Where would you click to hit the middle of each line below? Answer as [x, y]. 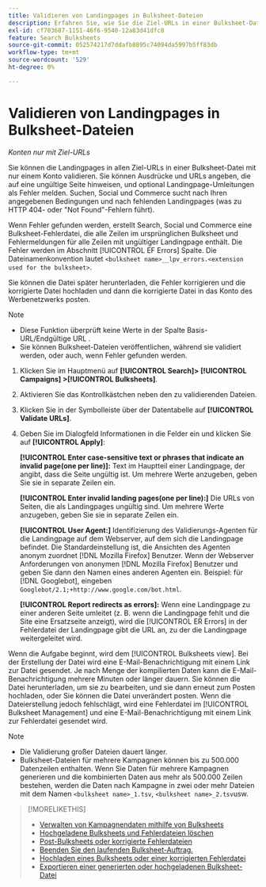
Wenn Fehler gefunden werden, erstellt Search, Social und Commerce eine [130, 225]
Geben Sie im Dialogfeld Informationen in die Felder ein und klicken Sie [135, 434]
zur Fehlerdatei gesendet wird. [58, 721]
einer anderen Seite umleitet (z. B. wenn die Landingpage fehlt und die [135, 613]
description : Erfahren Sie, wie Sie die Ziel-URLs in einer [110, 23]
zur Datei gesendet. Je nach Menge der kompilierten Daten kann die [120, 670]
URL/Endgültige [45, 338]
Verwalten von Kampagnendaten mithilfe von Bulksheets [131, 824]
